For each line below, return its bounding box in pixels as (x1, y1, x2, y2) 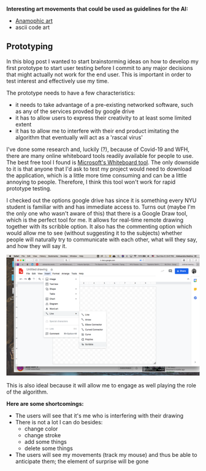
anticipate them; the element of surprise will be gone (15, 457, 149, 465)
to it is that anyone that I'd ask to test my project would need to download (6, 165, 192, 173)
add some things (24, 438, 67, 445)
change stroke (24, 431, 61, 438)
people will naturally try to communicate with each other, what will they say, (6, 236, 197, 243)
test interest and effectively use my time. (6, 77, 109, 85)
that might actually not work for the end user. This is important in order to (6, 71, 191, 78)
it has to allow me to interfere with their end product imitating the (15, 127, 180, 134)
